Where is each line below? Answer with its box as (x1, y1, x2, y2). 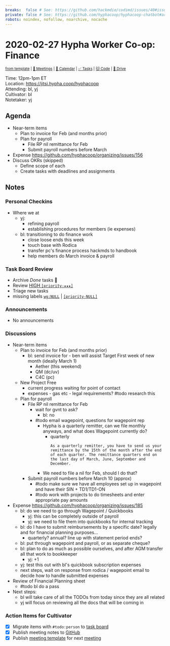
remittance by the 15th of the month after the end (50, 447, 162, 453)
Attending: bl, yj (5, 86, 38, 92)
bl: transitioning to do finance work (20, 231, 93, 237)
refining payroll (27, 220, 60, 227)
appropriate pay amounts (35, 497, 88, 503)
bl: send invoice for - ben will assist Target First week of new (27, 352, 155, 359)
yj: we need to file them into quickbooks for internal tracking (27, 519, 153, 525)
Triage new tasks (12, 288, 49, 294)
